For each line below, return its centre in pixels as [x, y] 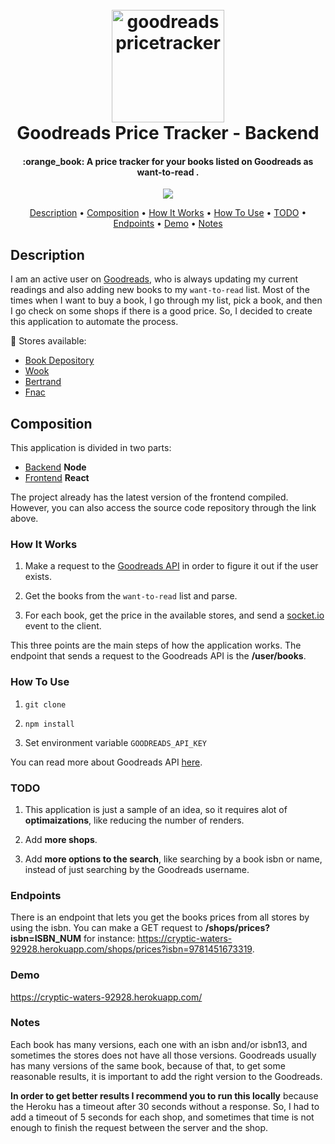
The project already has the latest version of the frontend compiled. [149, 497]
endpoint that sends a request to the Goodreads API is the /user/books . [158, 656]
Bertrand [43, 382]
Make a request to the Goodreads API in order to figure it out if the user [171, 566]
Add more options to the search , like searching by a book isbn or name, [173, 859]
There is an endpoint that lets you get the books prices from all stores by [160, 917]
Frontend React [57, 478]
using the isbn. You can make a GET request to [106, 928]
